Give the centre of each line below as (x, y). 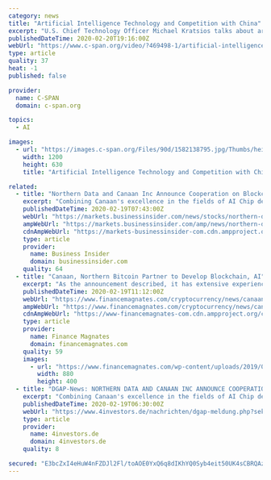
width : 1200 (43, 157)
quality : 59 (43, 352)
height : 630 (43, 165)
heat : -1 (23, 69)
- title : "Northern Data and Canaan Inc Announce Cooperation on (128, 194)
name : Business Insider (70, 254)
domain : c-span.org (48, 106)
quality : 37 (28, 61)
